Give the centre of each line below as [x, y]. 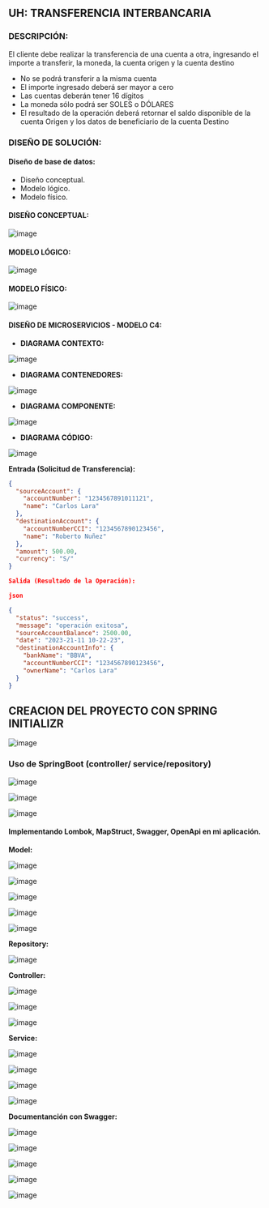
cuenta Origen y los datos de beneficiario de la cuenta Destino [124, 122]
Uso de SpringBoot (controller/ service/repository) [110, 764]
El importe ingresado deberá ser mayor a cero [97, 87]
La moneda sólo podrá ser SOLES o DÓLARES [97, 104]
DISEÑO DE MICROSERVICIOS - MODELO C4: [85, 325]
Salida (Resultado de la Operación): [72, 581]
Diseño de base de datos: [52, 162]
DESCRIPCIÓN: [38, 36]
